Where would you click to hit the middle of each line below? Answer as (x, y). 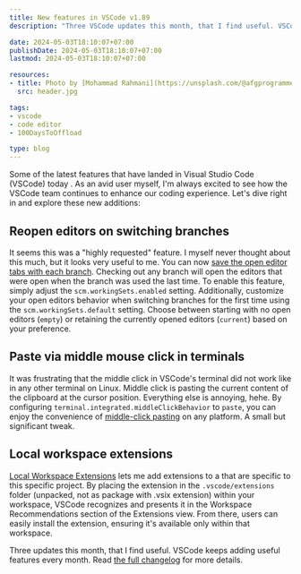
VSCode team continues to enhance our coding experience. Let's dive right (148, 193)
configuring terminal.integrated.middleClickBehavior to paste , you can (142, 407)
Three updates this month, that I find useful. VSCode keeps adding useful (145, 550)
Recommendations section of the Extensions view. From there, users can (144, 514)
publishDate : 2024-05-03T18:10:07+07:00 (86, 50)
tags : (19, 107)
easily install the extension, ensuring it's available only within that (130, 523)
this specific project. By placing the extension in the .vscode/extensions (142, 485)
